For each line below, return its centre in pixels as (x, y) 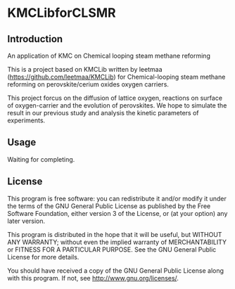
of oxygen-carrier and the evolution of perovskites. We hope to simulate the (117, 105)
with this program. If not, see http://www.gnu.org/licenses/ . (93, 278)
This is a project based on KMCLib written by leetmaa (85, 69)
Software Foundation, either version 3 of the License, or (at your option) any (118, 213)
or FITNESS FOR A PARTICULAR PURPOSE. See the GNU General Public (112, 249)
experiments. (26, 120)
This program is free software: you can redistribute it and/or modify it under (117, 198)
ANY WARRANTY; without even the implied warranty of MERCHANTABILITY (117, 242)
